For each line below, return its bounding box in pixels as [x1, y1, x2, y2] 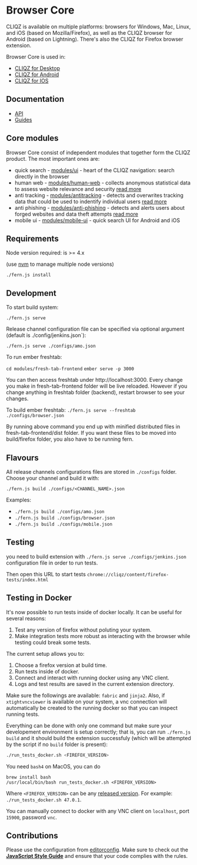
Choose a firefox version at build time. [14, 661, 107, 669]
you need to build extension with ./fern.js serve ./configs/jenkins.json [6, 553, 186, 560]
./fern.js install [6, 272, 51, 278]
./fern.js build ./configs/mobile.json [14, 521, 113, 527]
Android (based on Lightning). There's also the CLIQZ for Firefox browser [6, 35, 183, 42]
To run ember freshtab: [6, 354, 62, 361]
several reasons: [6, 615, 46, 622]
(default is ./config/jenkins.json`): [6, 332, 86, 339]
